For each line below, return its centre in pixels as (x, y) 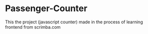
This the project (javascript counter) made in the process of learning (74, 22)
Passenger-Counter (46, 8)
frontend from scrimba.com (33, 27)
